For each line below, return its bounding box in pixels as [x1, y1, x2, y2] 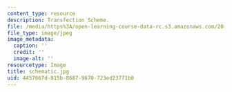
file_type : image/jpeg [7, 29, 72, 37]
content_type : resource [7, 10, 76, 17]
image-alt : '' [13, 55, 54, 62]
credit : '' [13, 49, 45, 56]
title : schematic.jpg [7, 68, 70, 75]
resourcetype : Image [7, 62, 67, 68]
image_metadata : [7, 36, 54, 43]
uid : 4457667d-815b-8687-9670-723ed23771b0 [7, 74, 135, 82]
